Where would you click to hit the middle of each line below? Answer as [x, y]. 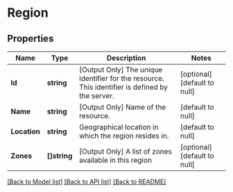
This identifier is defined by [124, 87]
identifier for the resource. [122, 78]
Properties [31, 39]
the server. [97, 96]
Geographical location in [119, 127]
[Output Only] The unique [121, 70]
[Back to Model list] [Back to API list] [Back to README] [87, 182]
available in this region [116, 160]
